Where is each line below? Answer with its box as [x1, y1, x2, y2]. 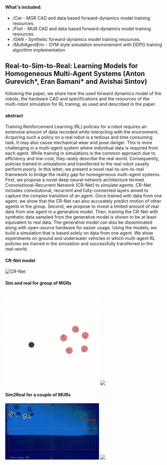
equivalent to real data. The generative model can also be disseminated [5, 219, 152, 225]
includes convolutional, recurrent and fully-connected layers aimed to [5, 188, 148, 194]
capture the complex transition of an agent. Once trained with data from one [5, 193, 162, 199]
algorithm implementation [12, 47, 65, 53]
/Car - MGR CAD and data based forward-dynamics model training [12, 15, 150, 21]
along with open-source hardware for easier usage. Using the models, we [5, 225, 157, 231]
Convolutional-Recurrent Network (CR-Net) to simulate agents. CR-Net [5, 182, 151, 188]
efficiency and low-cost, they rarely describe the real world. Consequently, [5, 156, 159, 162]
